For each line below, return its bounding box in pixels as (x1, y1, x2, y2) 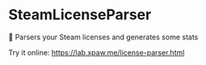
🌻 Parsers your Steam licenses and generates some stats (8, 32, 199, 42)
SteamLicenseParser (8, 6, 152, 24)
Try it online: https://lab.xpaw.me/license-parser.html (8, 47, 185, 57)
